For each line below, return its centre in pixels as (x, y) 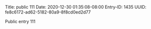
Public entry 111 (20, 22)
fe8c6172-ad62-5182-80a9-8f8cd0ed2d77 (48, 12)
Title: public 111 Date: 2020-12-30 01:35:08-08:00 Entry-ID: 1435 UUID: (76, 7)
